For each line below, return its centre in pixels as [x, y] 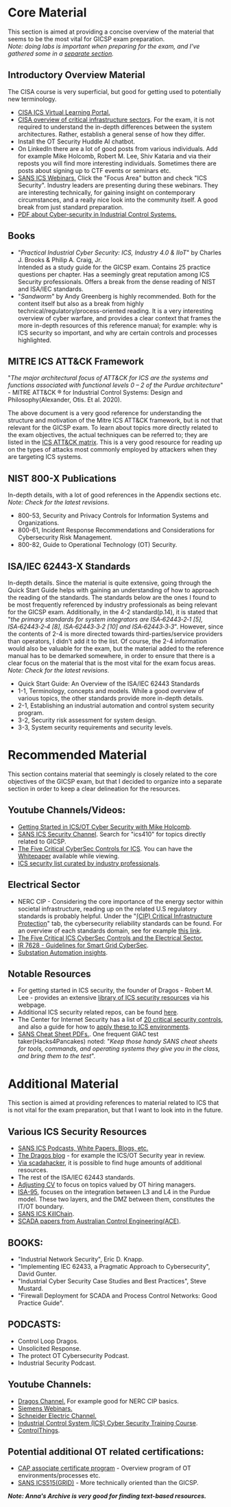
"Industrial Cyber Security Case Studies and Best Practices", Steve [112, 1281]
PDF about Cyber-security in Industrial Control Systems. [97, 214]
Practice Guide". [40, 1302]
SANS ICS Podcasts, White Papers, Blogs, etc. [83, 1148]
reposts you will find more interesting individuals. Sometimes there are [117, 163]
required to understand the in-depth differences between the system [115, 127]
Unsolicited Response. [49, 1348]
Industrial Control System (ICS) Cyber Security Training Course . [108, 1423]
